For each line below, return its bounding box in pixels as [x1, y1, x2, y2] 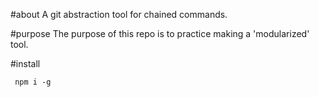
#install [10, 58, 41, 69]
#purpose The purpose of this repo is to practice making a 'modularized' [10, 28, 310, 39]
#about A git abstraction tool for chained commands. [10, 9, 228, 20]
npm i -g [14, 77, 52, 87]
